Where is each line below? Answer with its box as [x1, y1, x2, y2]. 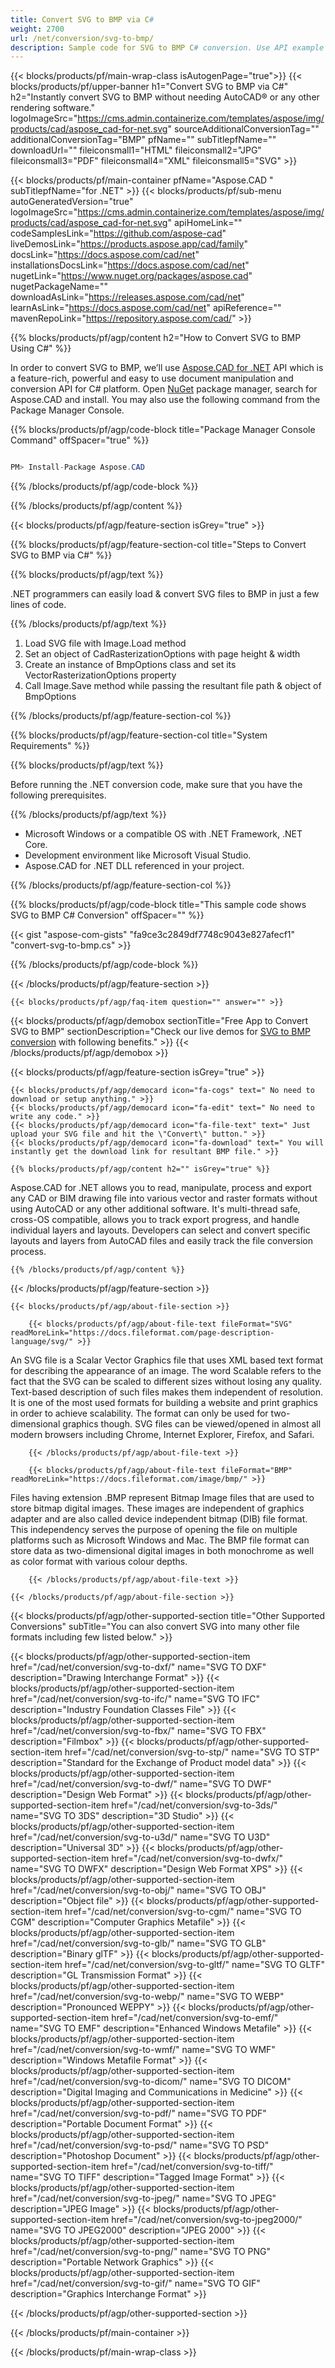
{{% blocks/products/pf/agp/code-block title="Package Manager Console [10, 424, 316, 436]
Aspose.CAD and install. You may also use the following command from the [10, 394, 321, 406]
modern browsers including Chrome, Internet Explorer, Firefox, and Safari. [10, 1429, 315, 1441]
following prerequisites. [10, 789, 107, 801]
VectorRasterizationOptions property [24, 669, 177, 681]
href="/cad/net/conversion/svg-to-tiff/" [111, 2161, 274, 2173]
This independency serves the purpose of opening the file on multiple [10, 1524, 298, 1536]
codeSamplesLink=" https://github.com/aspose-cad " [10, 227, 227, 240]
